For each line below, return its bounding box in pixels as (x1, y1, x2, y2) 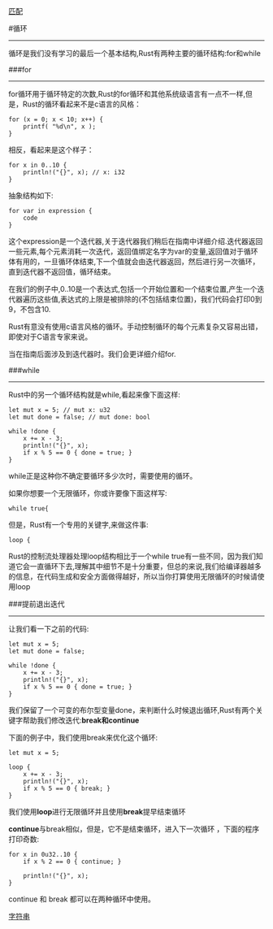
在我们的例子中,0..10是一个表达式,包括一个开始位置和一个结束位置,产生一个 (8, 284, 258, 293)
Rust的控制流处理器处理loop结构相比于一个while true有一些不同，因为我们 (8, 551, 256, 561)
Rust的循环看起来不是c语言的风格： (22, 99, 142, 109)
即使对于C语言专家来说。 (8, 332, 93, 341)
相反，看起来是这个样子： (8, 145, 94, 154)
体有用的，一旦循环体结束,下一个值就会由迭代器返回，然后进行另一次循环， (8, 257, 260, 266)
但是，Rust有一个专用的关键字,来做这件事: (8, 520, 149, 529)
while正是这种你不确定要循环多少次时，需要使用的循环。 (8, 471, 197, 480)
